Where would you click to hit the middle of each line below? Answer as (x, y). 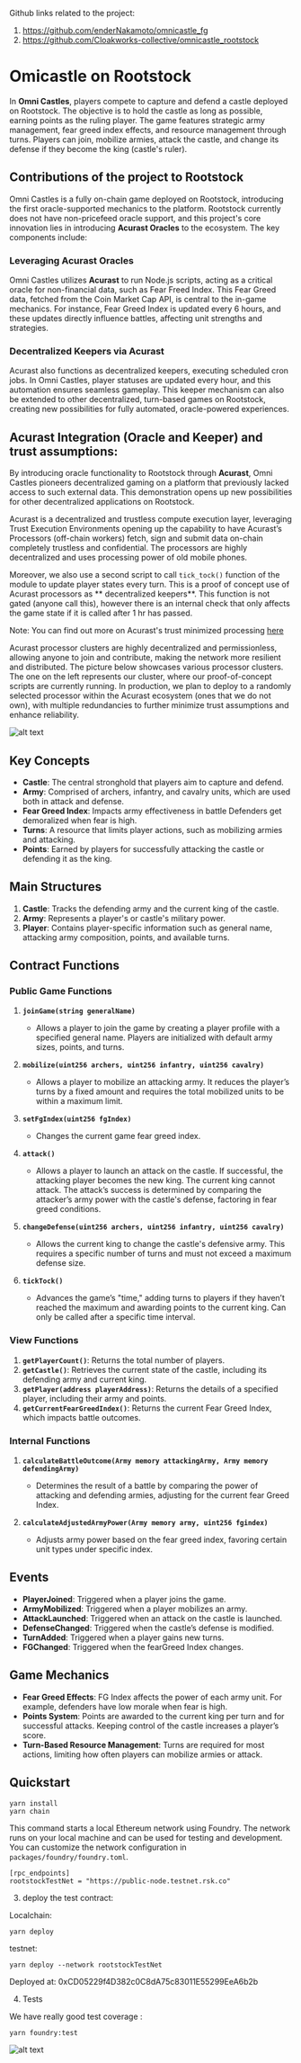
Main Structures (55, 887)
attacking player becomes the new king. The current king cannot (155, 1180)
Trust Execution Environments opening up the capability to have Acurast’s (146, 529)
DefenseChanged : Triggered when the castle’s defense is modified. (148, 1628)
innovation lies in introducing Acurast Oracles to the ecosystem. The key (145, 228)
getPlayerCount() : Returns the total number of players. (124, 1360)
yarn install (34, 1803)
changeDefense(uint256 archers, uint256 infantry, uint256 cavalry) (153, 1227)
